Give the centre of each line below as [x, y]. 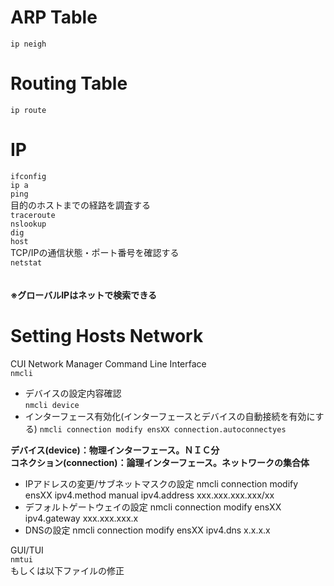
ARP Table [54, 17]
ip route [28, 110]
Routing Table [69, 83]
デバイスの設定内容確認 [73, 393]
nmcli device [52, 405]
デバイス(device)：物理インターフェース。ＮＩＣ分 [115, 450]
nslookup [28, 224]
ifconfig [28, 176]
